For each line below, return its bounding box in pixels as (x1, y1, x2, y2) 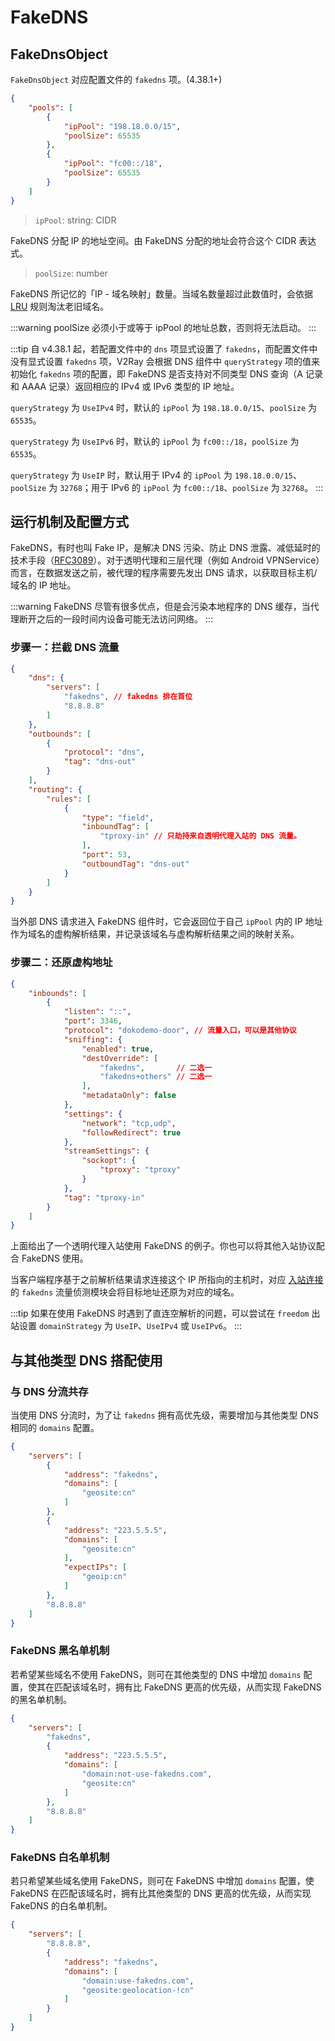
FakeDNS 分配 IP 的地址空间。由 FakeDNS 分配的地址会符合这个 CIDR (10, 234, 297, 246)
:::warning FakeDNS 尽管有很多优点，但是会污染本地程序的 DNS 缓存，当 (10, 601, 311, 613)
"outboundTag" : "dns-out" (81, 859, 190, 869)
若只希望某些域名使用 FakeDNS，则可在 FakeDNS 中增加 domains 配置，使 (10, 1875, 315, 1887)
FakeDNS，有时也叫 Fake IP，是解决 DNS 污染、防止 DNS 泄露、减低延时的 (10, 542, 321, 554)
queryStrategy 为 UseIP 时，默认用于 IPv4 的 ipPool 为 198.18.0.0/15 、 (10, 469, 303, 481)
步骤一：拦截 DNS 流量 (10, 641, 120, 655)
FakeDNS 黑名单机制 (10, 1644, 110, 1658)
